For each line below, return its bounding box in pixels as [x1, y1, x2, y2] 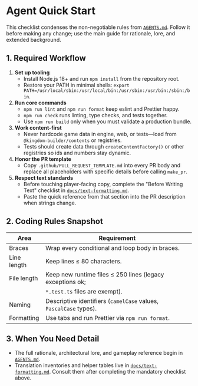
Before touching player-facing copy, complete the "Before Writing [23, 180, 183, 187]
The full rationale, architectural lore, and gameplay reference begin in [14, 349, 183, 357]
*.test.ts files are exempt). [45, 287, 123, 295]
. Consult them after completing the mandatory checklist [49, 368, 186, 375]
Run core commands [14, 99, 67, 106]
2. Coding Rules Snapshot [6, 216, 103, 226]
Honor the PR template [14, 155, 72, 163]
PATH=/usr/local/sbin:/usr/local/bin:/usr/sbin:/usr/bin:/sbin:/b [23, 87, 190, 94]
